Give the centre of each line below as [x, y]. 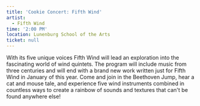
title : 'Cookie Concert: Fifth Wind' [54, 12]
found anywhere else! [34, 96]
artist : [16, 18]
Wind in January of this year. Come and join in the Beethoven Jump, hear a [100, 77]
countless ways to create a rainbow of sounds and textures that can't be [97, 90]
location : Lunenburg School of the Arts [59, 35]
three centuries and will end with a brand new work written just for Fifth [96, 70]
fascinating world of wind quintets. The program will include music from [97, 64]
